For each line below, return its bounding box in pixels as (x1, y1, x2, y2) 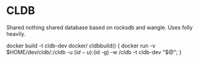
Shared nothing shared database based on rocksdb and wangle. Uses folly (6, 24, 193, 31)
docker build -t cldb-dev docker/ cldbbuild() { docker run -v (6, 42, 156, 49)
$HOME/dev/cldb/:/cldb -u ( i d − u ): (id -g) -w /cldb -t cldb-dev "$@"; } (6, 48, 182, 55)
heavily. (6, 30, 26, 37)
